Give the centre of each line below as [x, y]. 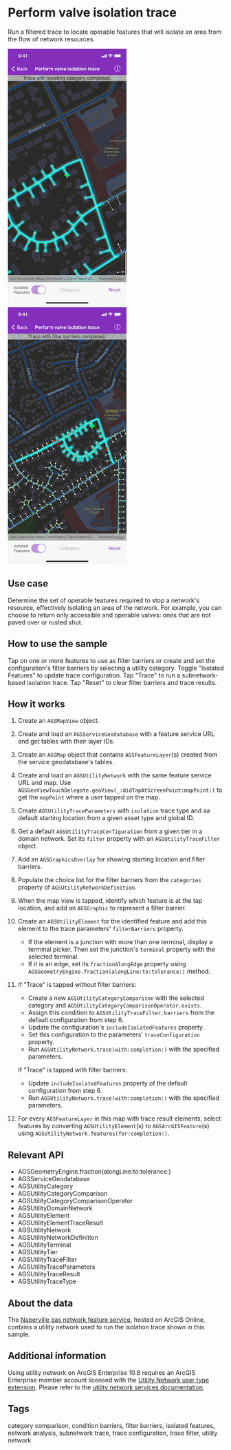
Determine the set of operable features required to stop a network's [104, 600]
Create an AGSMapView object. [58, 721]
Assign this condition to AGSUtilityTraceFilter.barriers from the [121, 1013]
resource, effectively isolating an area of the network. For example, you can [115, 607]
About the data [41, 1303]
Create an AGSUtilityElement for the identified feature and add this [112, 921]
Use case [28, 584]
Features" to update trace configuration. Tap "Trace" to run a [94, 675]
